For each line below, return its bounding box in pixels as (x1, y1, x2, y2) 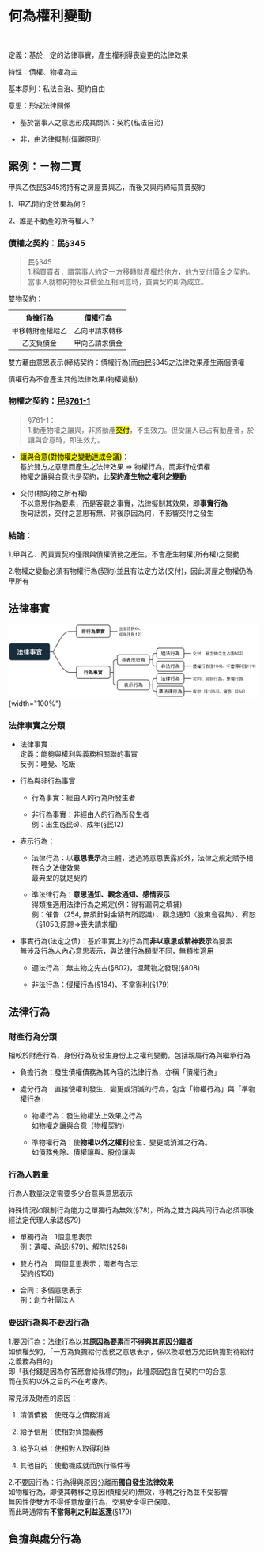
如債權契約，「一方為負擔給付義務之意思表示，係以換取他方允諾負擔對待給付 (8, 1346, 255, 1356)
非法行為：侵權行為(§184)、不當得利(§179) (31, 980, 170, 989)
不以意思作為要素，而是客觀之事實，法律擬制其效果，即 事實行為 (19, 498, 228, 507)
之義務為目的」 (8, 1357, 57, 1366)
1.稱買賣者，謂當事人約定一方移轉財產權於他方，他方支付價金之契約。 (27, 267, 255, 277)
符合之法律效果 (31, 863, 81, 873)
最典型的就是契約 (31, 873, 88, 882)
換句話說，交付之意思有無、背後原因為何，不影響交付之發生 (19, 508, 214, 518)
